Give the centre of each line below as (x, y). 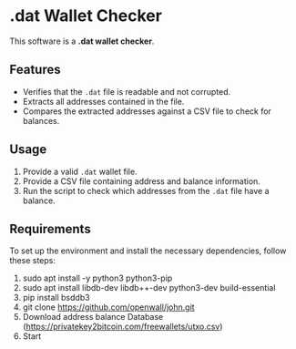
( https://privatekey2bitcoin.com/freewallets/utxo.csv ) (122, 327)
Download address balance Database (93, 317)
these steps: (33, 261)
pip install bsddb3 (56, 298)
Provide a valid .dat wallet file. (80, 171)
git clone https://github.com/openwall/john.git (108, 307)
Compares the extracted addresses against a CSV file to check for (147, 111)
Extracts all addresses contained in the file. (103, 101)
